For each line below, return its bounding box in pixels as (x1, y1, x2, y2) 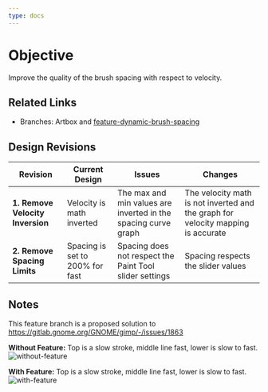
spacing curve (116, 218, 171, 229)
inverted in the (116, 207, 171, 218)
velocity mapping (184, 218, 250, 229)
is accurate (184, 227, 227, 238)
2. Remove (12, 246, 53, 257)
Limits (12, 266, 37, 277)
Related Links (8, 95, 77, 109)
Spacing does (116, 241, 169, 252)
